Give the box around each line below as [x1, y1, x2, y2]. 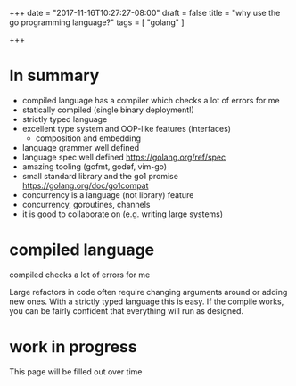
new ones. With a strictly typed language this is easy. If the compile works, [9, 296, 284, 307]
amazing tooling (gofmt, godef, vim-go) [21, 160, 168, 172]
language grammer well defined [21, 142, 140, 152]
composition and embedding [35, 133, 141, 144]
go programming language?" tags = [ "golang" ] [9, 17, 185, 28]
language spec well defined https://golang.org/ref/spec [21, 152, 226, 162]
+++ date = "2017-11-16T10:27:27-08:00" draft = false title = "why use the [9, 8, 281, 18]
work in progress [9, 337, 137, 357]
